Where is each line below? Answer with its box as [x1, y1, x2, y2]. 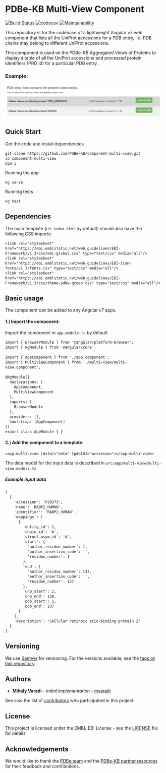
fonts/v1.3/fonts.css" [5, 265, 52, 271]
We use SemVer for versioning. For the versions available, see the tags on [5, 655, 156, 661]
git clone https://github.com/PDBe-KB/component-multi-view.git [5, 151, 141, 156]
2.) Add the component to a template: [5, 440, 84, 446]
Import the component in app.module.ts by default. [5, 329, 109, 335]
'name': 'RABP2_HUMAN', [14, 505, 63, 510]
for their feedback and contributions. [5, 763, 80, 770]
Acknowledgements [5, 745, 69, 753]
